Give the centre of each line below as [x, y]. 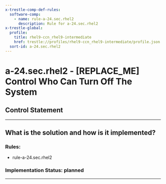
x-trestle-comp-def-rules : [33, 10]
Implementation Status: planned [44, 170]
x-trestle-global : [24, 28]
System [21, 92]
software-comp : [25, 14]
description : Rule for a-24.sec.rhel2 [58, 23]
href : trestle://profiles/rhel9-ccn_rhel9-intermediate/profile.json [87, 42]
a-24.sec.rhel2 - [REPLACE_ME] [72, 71]
